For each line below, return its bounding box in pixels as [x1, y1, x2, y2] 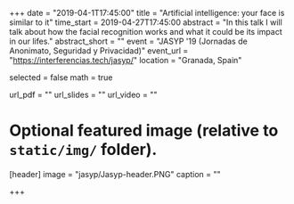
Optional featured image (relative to [9, 120, 279, 141]
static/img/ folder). [9, 140, 158, 159]
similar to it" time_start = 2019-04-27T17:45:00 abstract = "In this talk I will [9, 17, 282, 28]
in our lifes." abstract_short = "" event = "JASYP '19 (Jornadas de [9, 36, 248, 46]
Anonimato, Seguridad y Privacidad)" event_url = [9, 45, 189, 56]
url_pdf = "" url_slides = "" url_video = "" [9, 89, 158, 100]
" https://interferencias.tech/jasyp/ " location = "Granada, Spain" [9, 55, 242, 65]
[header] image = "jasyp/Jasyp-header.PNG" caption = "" [9, 168, 221, 179]
